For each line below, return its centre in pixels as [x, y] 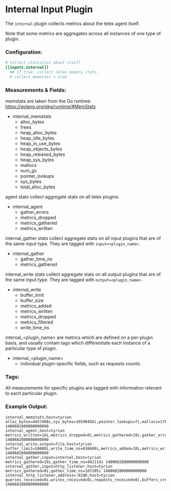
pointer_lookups [37, 176]
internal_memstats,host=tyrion [38, 417]
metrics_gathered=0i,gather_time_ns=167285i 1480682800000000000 [76, 471]
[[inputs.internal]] [27, 67]
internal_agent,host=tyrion [35, 431]
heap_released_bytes [42, 155]
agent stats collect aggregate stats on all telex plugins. [62, 197]
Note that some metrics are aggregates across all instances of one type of [83, 33]
